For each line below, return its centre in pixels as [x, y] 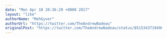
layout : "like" [21, 14]
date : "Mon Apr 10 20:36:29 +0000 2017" [48, 10]
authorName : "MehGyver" [30, 19]
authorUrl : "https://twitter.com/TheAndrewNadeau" [59, 23]
